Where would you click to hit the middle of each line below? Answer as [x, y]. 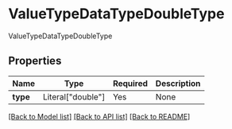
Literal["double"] [74, 96]
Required [130, 83]
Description [178, 83]
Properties [35, 61]
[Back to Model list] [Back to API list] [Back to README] [99, 116]
